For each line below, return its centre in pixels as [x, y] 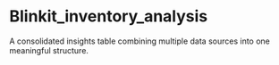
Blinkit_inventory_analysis [109, 16]
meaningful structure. [49, 50]
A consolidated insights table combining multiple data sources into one [140, 41]
